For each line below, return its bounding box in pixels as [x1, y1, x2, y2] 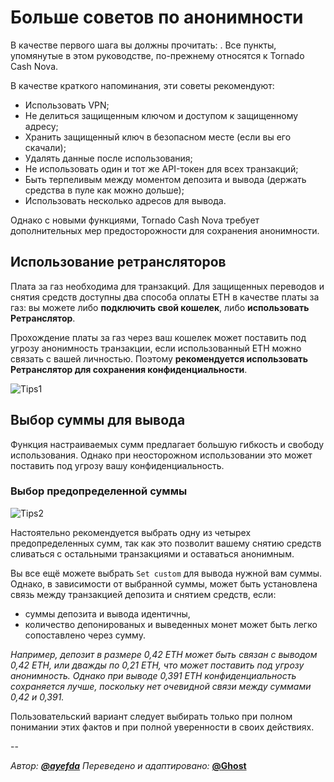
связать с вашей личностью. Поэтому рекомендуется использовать [10, 352, 308, 365]
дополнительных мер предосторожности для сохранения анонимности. [10, 224, 320, 236]
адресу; [24, 120, 59, 132]
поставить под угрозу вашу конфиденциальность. [10, 459, 225, 471]
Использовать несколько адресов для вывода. [24, 194, 227, 206]
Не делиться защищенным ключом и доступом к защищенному [24, 109, 299, 121]
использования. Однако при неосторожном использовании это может [10, 449, 313, 461]
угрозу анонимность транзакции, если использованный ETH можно [10, 342, 302, 354]
